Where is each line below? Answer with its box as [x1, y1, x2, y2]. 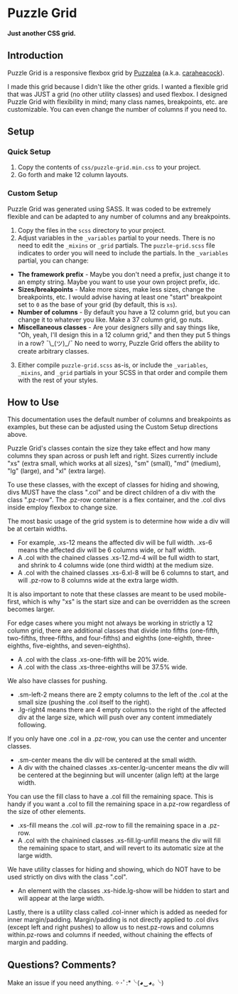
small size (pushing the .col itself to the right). [17, 698, 151, 707]
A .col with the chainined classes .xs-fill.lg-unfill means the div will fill [17, 836, 222, 845]
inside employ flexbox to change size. [7, 503, 119, 512]
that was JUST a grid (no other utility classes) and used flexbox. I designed [7, 90, 227, 98]
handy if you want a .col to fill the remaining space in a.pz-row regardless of [7, 800, 231, 808]
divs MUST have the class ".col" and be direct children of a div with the [7, 488, 216, 497]
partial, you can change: [17, 256, 89, 265]
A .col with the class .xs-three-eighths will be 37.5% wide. [17, 663, 188, 672]
